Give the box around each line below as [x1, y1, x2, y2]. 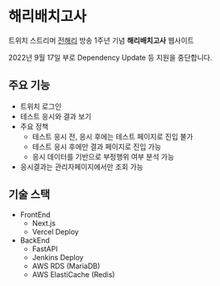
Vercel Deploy [31, 226, 79, 236]
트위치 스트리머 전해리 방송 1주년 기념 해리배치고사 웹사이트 [8, 35, 195, 45]
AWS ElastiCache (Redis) [31, 269, 115, 279]
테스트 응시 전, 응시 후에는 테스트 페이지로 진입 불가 [31, 131, 193, 141]
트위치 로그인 [19, 102, 62, 111]
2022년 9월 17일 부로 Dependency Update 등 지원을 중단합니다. [8, 52, 213, 62]
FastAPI [31, 243, 58, 254]
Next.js [31, 218, 56, 228]
